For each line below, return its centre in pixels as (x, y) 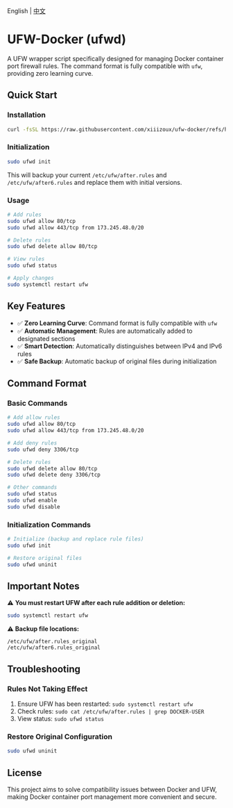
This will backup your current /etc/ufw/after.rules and (87, 175)
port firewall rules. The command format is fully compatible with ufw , (105, 66)
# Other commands (32, 488)
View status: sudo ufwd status (60, 719)
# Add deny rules (32, 443)
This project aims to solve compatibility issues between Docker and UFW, (112, 789)
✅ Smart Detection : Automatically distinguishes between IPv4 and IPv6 (120, 346)
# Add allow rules (34, 418)
